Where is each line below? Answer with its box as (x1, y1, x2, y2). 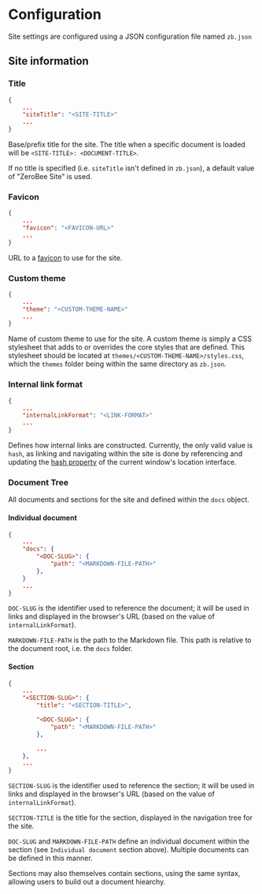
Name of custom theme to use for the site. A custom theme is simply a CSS (8, 334, 252, 344)
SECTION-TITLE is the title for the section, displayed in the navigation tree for (8, 813, 253, 822)
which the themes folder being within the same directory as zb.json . (8, 359, 227, 368)
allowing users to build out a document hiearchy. (8, 877, 166, 887)
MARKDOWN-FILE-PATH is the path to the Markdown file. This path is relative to (8, 635, 252, 645)
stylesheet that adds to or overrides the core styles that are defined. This (8, 342, 245, 352)
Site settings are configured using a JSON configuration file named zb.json (8, 32, 252, 41)
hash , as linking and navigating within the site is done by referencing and (8, 449, 243, 458)
